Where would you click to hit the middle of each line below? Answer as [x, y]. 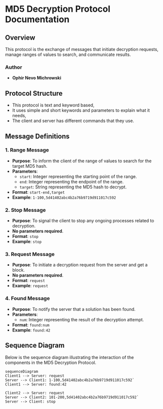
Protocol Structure [34, 93]
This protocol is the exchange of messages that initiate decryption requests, [82, 49]
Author [14, 67]
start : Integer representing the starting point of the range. [78, 176]
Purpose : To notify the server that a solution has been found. [74, 309]
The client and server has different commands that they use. [73, 121]
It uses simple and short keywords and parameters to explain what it [81, 110]
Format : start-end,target [38, 192]
